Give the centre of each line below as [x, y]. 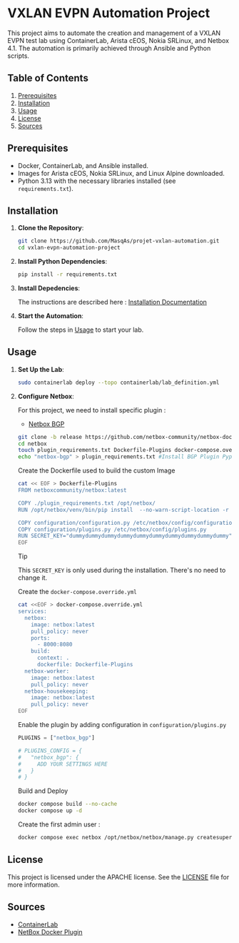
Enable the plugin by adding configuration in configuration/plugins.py [122, 725]
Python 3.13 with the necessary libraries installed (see [97, 181]
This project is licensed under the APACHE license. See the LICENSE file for [118, 877]
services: [32, 612]
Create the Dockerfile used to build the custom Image [96, 470]
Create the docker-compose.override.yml [77, 592]
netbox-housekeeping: [57, 691]
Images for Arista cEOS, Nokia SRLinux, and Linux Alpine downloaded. [121, 173]
